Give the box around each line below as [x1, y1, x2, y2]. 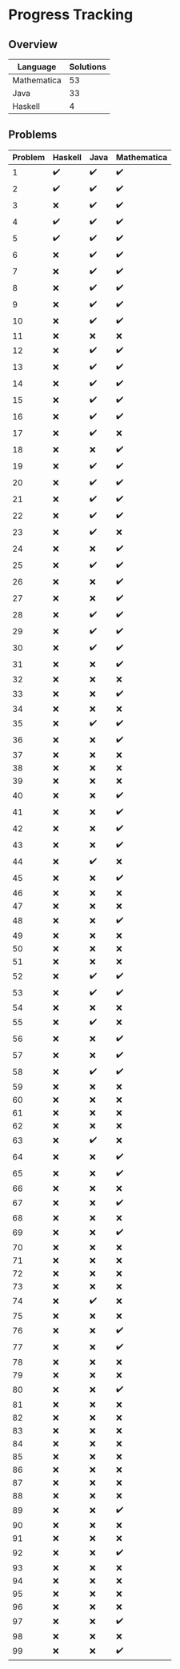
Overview [8, 38, 58, 51]
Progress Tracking [8, 6, 134, 24]
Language [17, 62, 57, 72]
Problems [8, 128, 58, 142]
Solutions [69, 62, 106, 72]
